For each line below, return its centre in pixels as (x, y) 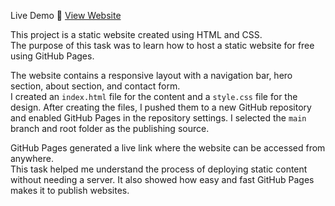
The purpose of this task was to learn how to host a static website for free (162, 45)
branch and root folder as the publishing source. (110, 128)
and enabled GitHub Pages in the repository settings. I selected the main (158, 118)
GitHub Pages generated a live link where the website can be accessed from (168, 148)
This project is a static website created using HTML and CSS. (136, 34)
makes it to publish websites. (70, 190)
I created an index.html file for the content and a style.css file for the (154, 96)
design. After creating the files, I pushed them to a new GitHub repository (161, 107)
